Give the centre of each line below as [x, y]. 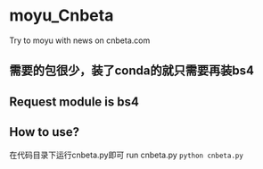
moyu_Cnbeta [62, 16]
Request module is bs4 [74, 101]
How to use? [45, 132]
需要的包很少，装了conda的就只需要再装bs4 [131, 71]
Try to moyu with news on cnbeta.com [80, 40]
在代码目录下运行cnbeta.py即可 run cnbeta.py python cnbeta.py [126, 155]
